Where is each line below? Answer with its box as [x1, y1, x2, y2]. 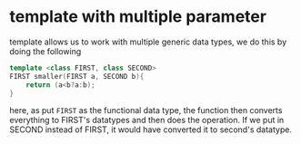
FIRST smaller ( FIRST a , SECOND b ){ [9, 72, 145, 81]
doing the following [9, 45, 82, 56]
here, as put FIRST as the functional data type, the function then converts [9, 105, 283, 116]
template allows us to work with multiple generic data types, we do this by [9, 36, 287, 47]
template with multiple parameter [9, 6, 266, 27]
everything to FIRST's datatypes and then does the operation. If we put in [9, 115, 285, 126]
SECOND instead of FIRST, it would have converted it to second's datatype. [9, 124, 293, 135]
